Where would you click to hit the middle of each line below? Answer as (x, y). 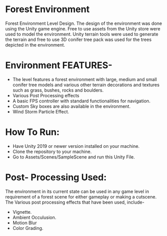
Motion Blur (25, 223)
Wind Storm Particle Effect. (41, 111)
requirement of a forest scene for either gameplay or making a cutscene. (81, 196)
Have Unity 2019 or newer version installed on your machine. (76, 146)
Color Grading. (28, 228)
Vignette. (22, 212)
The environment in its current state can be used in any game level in (77, 191)
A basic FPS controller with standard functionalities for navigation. (81, 101)
